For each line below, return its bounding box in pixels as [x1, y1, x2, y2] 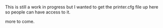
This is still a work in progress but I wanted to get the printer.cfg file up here [5, 4, 159, 10]
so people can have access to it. [5, 9, 71, 15]
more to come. [5, 19, 35, 24]
